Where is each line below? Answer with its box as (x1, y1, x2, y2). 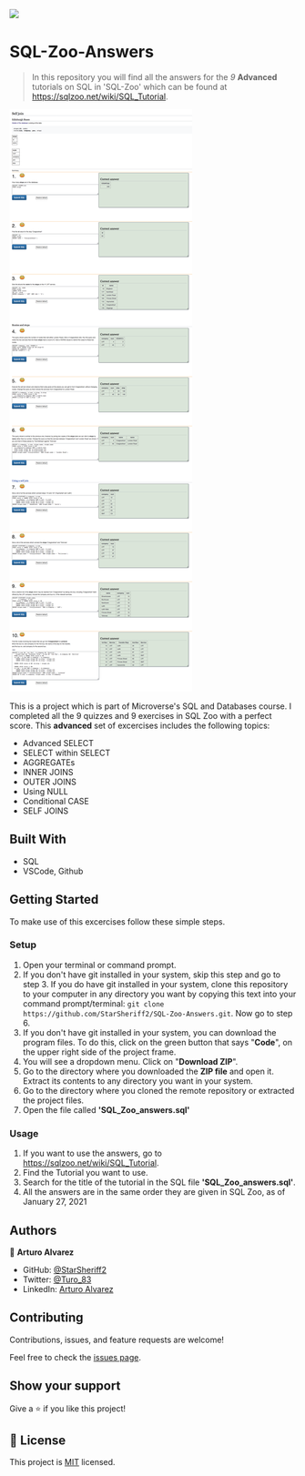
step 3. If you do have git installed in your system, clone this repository (22, 978, 289, 989)
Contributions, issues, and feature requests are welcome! (9, 1334, 225, 1345)
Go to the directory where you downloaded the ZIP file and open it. (22, 1066, 275, 1077)
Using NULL (22, 785, 68, 796)
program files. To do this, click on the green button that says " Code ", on (22, 1036, 293, 1047)
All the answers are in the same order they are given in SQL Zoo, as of (22, 1187, 286, 1198)
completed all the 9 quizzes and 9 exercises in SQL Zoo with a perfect (9, 710, 272, 721)
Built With (9, 832, 66, 847)
